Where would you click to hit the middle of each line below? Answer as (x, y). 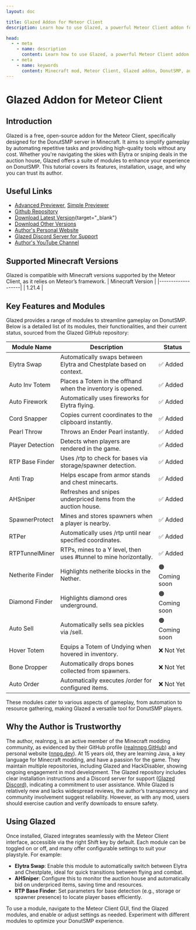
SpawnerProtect (31, 519)
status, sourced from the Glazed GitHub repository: (68, 332)
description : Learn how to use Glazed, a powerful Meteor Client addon (95, 28)
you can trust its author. (34, 173)
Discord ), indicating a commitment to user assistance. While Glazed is (90, 784)
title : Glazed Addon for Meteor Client (55, 22)
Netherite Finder (32, 575)
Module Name (32, 347)
